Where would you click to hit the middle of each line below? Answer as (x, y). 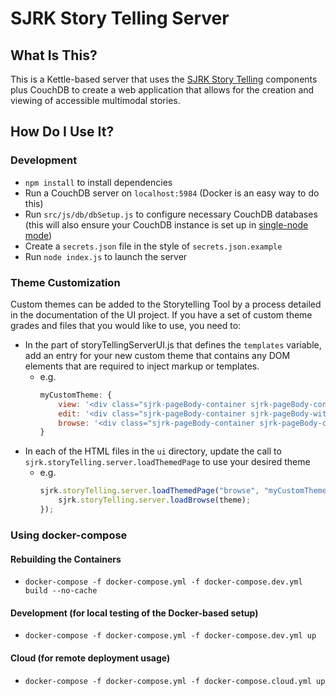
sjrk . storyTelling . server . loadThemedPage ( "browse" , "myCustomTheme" (185, 491)
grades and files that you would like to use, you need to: (126, 325)
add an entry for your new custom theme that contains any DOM (157, 355)
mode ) (38, 235)
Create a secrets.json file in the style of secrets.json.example (153, 246)
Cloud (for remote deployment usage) (90, 658)
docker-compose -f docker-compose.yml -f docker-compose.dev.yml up (170, 636)
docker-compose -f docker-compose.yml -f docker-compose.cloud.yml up (175, 681)
